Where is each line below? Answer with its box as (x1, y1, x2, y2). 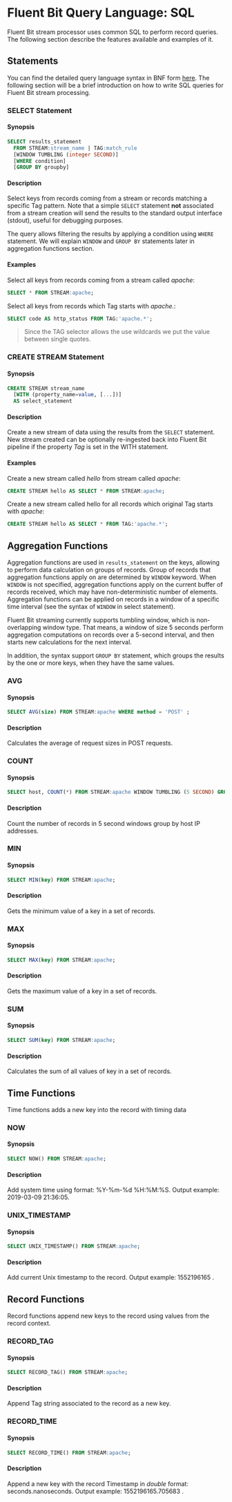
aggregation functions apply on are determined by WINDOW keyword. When (7, 573, 217, 581)
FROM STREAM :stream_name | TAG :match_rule (13, 144, 137, 152)
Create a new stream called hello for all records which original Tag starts (7, 500, 213, 509)
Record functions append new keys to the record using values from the (7, 1311, 209, 1320)
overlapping (7, 624, 41, 632)
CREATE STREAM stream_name (7, 385, 85, 392)
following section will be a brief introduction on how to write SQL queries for (7, 81, 224, 89)
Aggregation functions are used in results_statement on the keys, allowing (7, 558, 220, 567)
